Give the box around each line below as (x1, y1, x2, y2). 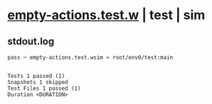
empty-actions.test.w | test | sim (7, 7, 206, 23)
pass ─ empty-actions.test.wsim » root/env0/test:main (7, 54, 174, 61)
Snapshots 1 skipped (7, 79, 69, 86)
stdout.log (7, 35, 55, 47)
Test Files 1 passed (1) (7, 85, 81, 92)
